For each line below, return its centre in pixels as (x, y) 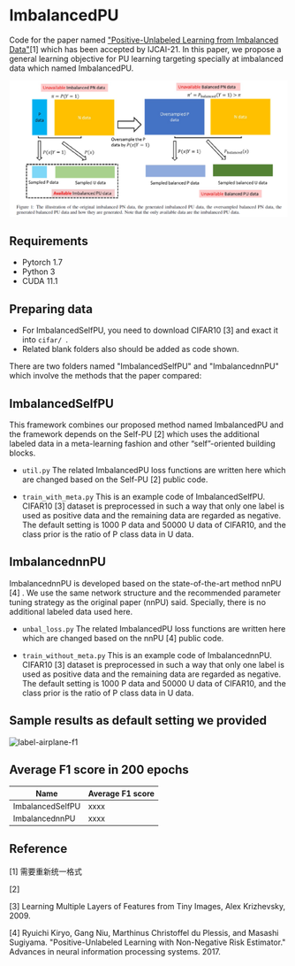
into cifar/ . (45, 340)
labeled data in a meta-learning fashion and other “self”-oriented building (142, 443)
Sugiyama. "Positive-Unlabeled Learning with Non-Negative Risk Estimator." (147, 942)
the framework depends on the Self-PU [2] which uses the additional (134, 433)
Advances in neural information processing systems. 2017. (115, 951)
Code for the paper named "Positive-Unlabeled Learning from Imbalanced (144, 40)
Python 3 (38, 272)
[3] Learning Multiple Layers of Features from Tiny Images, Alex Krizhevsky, (147, 906)
